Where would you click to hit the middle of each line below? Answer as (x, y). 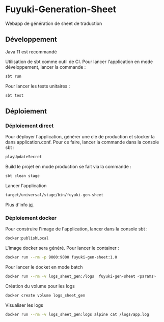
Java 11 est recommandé (31, 51)
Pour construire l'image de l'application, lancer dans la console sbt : (76, 229)
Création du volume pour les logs (40, 286)
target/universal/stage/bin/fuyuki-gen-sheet (54, 195)
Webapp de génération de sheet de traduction (54, 23)
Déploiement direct (30, 126)
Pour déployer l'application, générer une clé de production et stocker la (80, 137)
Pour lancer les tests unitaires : (38, 86)
